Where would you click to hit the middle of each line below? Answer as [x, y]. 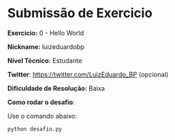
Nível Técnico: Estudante [45, 60]
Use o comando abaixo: [42, 116]
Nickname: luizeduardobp [46, 46]
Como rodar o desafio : [41, 102]
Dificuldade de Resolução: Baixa [56, 88]
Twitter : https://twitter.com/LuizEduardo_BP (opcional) [88, 74]
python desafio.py [35, 129]
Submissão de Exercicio [80, 13]
